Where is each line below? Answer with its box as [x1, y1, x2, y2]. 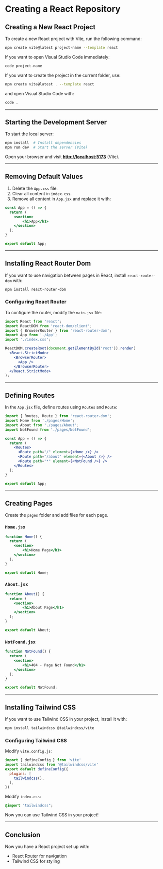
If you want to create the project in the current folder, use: [5, 72, 121, 78]
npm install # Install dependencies [5, 141, 81, 145]
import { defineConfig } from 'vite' [5, 758, 81, 763]
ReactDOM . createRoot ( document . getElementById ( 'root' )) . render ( [5, 346, 136, 351]
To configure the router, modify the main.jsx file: [5, 309, 102, 315]
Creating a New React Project [5, 23, 96, 31]
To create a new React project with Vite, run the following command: [5, 36, 142, 41]
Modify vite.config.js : [5, 748, 52, 754]
